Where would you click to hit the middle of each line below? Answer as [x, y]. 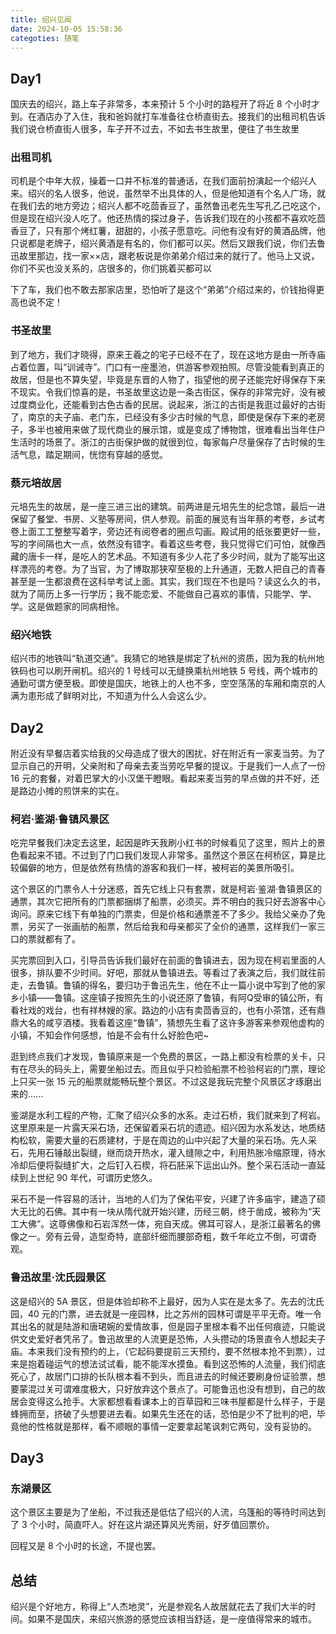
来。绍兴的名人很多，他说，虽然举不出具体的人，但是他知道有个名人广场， [163, 193]
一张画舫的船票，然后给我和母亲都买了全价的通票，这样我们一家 [185, 927]
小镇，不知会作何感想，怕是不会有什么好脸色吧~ [110, 1035]
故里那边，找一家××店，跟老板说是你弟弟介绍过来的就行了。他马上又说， [169, 256]
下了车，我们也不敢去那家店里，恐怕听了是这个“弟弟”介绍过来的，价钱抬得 [163, 290]
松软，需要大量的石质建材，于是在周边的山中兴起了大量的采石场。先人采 [167, 1140]
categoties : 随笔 [45, 38]
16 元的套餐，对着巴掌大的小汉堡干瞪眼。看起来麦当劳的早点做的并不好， [161, 778]
